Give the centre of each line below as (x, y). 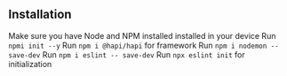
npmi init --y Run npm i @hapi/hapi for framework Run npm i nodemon (138, 45)
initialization (30, 64)
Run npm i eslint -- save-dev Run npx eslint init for (143, 54)
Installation (40, 15)
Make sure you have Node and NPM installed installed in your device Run (142, 35)
